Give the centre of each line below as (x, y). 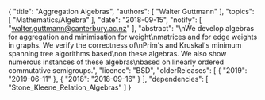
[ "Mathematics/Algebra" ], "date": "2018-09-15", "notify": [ (105, 20)
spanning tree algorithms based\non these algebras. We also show (117, 54)
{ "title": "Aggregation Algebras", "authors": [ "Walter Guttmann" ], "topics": (131, 12)
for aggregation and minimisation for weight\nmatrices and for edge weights (133, 37)
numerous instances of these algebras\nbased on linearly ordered (116, 62)
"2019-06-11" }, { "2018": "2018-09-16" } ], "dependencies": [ (108, 79)
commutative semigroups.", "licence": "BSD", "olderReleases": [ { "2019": (128, 70)
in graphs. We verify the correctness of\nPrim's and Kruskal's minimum (125, 45)
